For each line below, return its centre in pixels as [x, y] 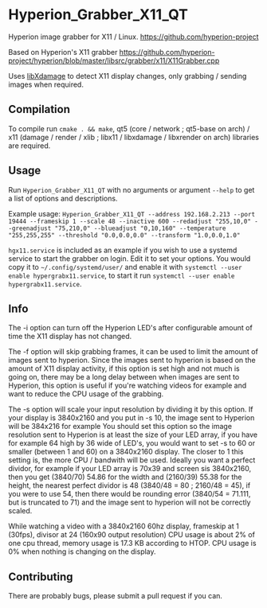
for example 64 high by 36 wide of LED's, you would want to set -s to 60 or [132, 443]
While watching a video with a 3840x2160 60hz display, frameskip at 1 [124, 526]
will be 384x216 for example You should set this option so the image [120, 427]
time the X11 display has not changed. [70, 337]
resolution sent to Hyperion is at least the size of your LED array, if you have [133, 435]
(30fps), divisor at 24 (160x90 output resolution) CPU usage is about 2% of [132, 535]
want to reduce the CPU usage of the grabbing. [86, 394]
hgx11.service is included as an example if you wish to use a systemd [123, 250]
